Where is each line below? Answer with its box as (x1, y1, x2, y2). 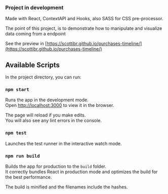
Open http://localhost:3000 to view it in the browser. (5, 102, 114, 108)
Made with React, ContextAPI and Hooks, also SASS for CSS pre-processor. (5, 16, 163, 22)
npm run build (5, 153, 40, 159)
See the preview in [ (5, 41, 47, 47)
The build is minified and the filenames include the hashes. (5, 184, 128, 190)
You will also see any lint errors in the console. (5, 118, 102, 124)
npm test (5, 130, 27, 136)
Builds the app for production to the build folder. (5, 164, 107, 169)
